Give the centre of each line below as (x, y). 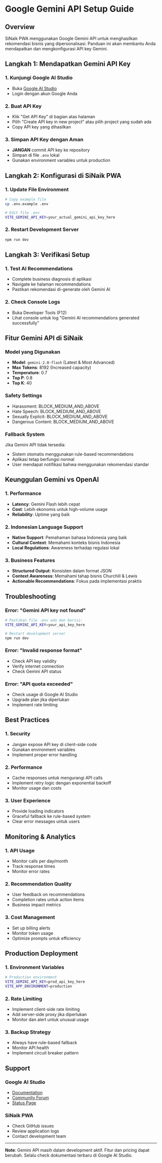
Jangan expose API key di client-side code (54, 744)
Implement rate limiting (35, 704)
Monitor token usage (33, 933)
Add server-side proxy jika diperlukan (49, 1015)
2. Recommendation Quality (38, 884)
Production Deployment (41, 953)
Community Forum (30, 1098)
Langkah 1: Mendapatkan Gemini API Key (68, 64)
